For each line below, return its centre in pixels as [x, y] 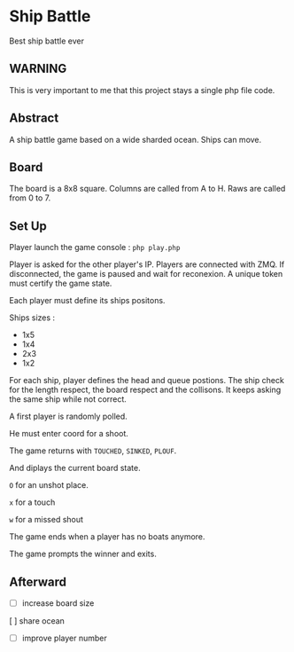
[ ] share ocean [37, 621]
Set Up [28, 226]
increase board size [58, 603]
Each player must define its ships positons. [87, 301]
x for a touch [32, 502]
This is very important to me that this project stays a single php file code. [142, 90]
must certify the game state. [61, 283]
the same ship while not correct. [68, 399]
